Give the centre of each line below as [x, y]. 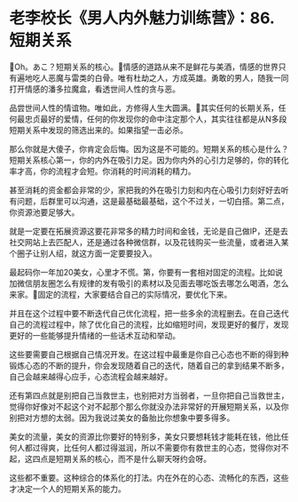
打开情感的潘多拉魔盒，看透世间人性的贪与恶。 [94, 89]
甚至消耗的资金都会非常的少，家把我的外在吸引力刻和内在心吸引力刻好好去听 [149, 190]
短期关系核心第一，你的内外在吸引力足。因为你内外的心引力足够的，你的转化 [149, 160]
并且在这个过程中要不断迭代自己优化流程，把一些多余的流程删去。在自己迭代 [149, 313]
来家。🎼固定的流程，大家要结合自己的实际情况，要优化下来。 [121, 294]
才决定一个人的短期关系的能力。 [67, 489]
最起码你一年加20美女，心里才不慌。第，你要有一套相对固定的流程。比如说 [146, 272]
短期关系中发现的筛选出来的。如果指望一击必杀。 [98, 130]
